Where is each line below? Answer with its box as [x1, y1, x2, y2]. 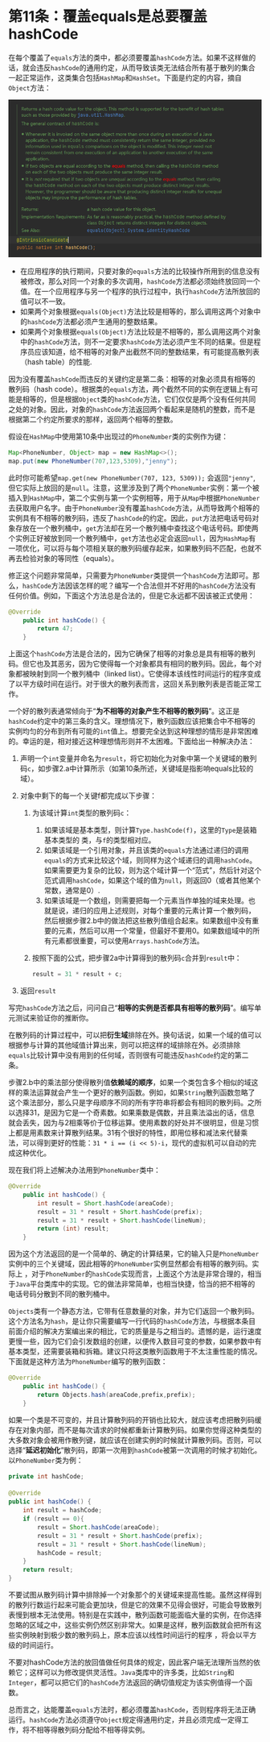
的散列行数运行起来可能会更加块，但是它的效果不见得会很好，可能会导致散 [8, 1600, 255, 1610]
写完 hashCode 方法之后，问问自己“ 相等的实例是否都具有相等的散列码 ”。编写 [8, 1003, 255, 1012]
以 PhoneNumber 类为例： [8, 1455, 84, 1465]
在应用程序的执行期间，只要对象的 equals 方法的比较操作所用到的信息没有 [19, 266, 260, 276]
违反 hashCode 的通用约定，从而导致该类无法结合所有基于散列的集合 [35, 62, 256, 73]
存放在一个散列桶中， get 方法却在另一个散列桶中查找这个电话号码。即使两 [14, 523, 259, 533]
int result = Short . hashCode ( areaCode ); [37, 1199, 174, 1208]
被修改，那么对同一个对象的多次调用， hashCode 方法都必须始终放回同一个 [19, 276, 261, 286]
